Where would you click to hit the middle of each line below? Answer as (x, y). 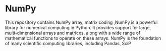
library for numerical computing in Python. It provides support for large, (78, 27)
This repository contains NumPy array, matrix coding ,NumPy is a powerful (81, 22)
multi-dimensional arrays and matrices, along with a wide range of (73, 33)
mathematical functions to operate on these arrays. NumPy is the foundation (83, 38)
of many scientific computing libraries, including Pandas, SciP (68, 43)
